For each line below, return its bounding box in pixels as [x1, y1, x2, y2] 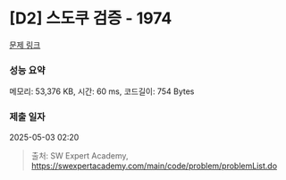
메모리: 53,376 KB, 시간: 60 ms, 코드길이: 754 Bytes [9, 86, 195, 97]
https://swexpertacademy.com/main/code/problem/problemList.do [30, 160, 278, 171]
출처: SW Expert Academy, [30, 150, 129, 161]
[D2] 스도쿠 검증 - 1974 [9, 8, 172, 29]
